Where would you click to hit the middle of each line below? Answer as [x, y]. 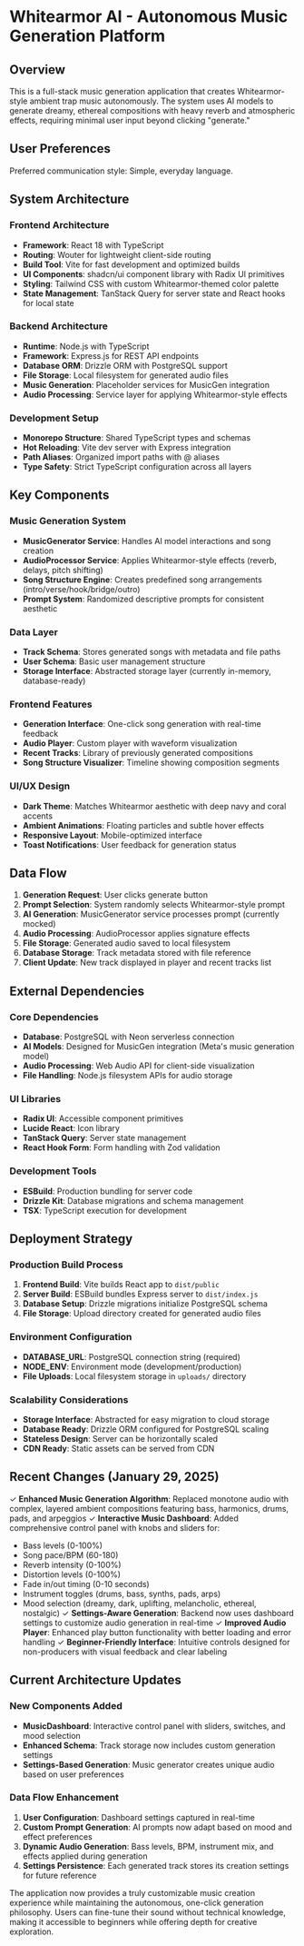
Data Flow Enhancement [64, 1798]
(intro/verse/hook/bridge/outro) [81, 589]
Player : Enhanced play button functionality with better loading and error [157, 1632]
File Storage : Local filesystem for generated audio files [125, 375]
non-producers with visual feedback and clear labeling [125, 1652]
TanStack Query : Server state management [104, 1138]
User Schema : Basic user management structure [114, 661]
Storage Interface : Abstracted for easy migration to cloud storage [146, 1420]
